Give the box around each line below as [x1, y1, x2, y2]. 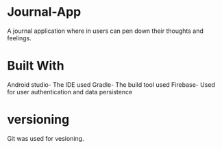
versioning [7, 112, 70, 127]
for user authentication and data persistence [7, 87, 133, 96]
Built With [7, 58, 64, 74]
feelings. [7, 33, 32, 42]
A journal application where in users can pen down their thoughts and [7, 27, 204, 35]
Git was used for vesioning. [7, 134, 84, 142]
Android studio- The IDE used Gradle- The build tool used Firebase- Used [7, 80, 216, 89]
